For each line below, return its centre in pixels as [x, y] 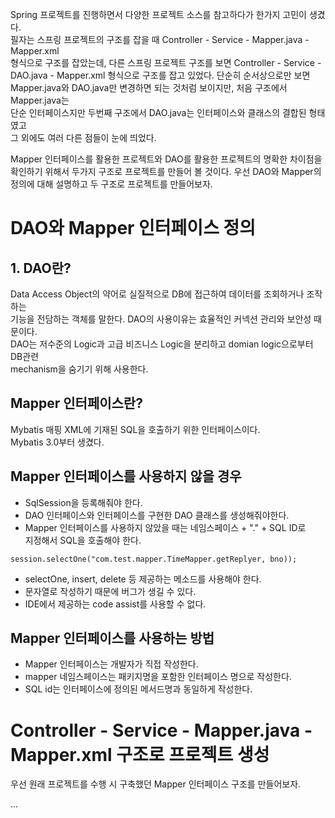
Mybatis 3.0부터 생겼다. [57, 442]
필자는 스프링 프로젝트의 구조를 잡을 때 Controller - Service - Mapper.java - [160, 39]
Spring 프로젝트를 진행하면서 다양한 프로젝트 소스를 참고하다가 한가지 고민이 [158, 14]
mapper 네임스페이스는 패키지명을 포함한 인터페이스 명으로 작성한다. [158, 677]
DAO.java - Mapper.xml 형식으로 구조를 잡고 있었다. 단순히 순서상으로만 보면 [160, 75]
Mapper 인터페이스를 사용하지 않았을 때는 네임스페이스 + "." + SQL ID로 [165, 527]
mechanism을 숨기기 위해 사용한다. [79, 369]
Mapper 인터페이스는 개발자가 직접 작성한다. [111, 664]
